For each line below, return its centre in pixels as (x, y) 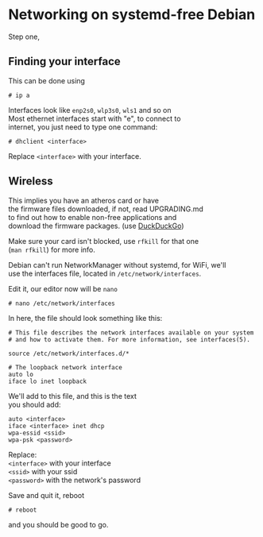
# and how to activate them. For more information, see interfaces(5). (129, 339)
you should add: (35, 404)
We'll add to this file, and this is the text (73, 396)
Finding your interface (64, 62)
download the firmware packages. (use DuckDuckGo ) (96, 226)
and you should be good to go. (58, 524)
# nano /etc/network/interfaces (62, 303)
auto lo (21, 374)
